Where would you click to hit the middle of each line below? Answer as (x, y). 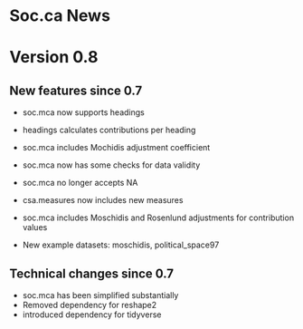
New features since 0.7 (76, 90)
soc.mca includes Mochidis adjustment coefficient (116, 148)
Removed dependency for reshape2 (90, 305)
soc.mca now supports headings (83, 112)
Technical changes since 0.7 (92, 273)
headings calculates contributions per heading (109, 130)
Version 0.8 (54, 58)
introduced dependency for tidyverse (92, 314)
